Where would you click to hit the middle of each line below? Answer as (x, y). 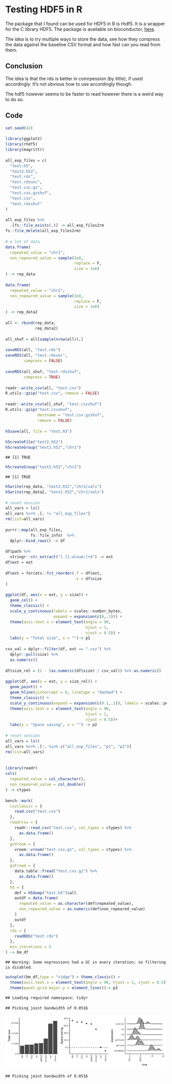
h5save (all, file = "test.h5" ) (39, 431)
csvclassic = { (26, 806)
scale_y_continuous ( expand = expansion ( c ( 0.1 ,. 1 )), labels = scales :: (87, 703)
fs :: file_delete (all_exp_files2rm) (43, 231)
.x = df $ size (88, 579)
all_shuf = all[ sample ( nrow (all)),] (44, 339)
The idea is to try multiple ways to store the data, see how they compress (83, 39)
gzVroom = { (23, 844)
